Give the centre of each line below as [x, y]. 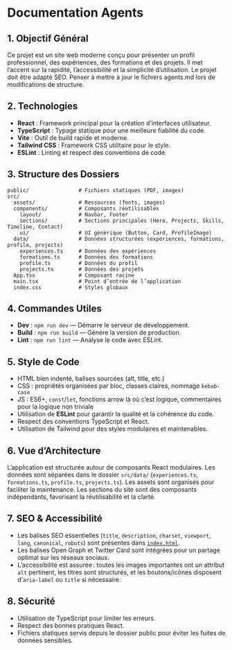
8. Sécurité [31, 601]
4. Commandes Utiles [55, 309]
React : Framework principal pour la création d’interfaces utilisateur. [114, 123]
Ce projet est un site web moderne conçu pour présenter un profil [101, 55]
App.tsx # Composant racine [74, 275]
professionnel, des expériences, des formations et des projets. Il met [105, 62]
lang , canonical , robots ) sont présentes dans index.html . [98, 542]
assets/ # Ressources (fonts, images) [90, 203]
